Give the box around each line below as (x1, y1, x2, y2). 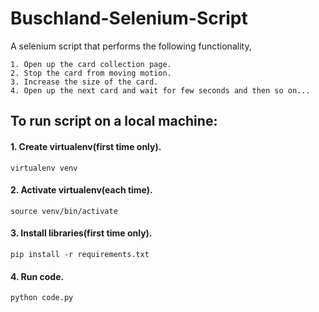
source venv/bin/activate (10, 206, 118, 216)
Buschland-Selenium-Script (10, 7, 248, 30)
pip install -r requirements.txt (10, 249, 150, 259)
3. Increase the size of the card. (10, 77, 159, 87)
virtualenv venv (10, 163, 78, 173)
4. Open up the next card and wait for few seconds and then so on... (10, 85, 311, 96)
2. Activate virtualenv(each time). (10, 184, 153, 196)
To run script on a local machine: (10, 113, 218, 130)
